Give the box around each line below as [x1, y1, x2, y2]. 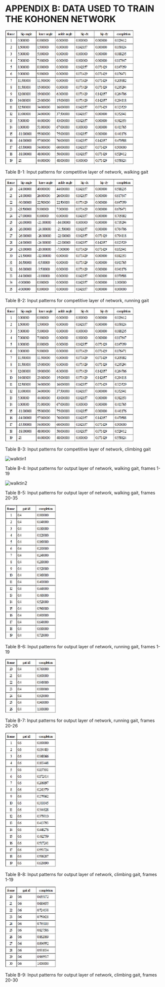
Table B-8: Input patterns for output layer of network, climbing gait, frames [5, 871, 157, 877]
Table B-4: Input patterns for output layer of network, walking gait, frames [5, 465, 156, 471]
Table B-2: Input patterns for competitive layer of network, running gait [5, 297, 149, 303]
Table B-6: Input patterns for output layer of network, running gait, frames [5, 643, 156, 649]
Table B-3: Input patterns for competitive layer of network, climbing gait [5, 446, 151, 452]
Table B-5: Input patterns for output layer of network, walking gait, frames [5, 490, 156, 495]
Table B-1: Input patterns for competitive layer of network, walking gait [5, 169, 149, 175]
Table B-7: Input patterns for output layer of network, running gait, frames [5, 718, 155, 723]
